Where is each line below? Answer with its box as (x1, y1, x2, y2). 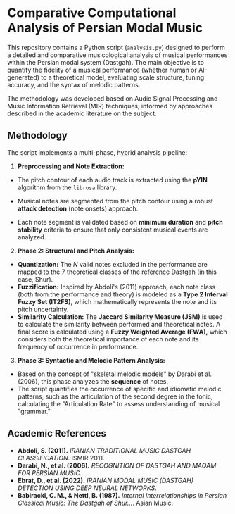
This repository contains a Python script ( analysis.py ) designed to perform (7, 43, 225, 51)
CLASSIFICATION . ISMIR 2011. (17, 453, 105, 462)
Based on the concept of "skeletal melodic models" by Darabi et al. (17, 370, 212, 378)
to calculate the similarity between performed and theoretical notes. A (17, 320, 221, 328)
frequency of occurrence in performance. (17, 342, 139, 351)
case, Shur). (17, 275, 53, 283)
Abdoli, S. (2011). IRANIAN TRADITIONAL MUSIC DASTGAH (17, 446, 191, 455)
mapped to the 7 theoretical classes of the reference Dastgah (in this (17, 268, 217, 276)
